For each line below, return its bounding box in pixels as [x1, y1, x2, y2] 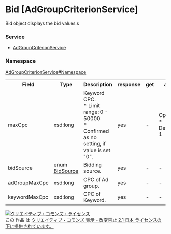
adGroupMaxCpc [8, 179, 49, 186]
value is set [83, 147, 111, 154]
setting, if [83, 140, 106, 147]
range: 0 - [83, 108, 108, 115]
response [117, 81, 141, 88]
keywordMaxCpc [8, 193, 49, 200]
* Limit [83, 102, 100, 109]
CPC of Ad [83, 175, 109, 183]
